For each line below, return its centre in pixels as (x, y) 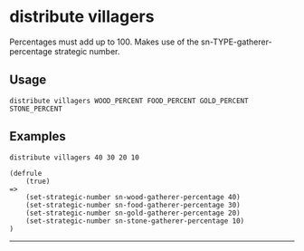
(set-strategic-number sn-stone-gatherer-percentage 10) (135, 221)
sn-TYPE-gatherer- (237, 42)
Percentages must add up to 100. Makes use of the (104, 42)
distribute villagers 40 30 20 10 (75, 157)
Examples (38, 136)
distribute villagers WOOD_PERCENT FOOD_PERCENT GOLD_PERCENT (129, 101)
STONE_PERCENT (36, 109)
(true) (38, 181)
